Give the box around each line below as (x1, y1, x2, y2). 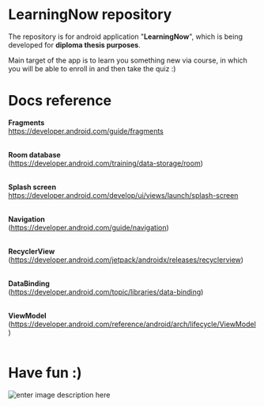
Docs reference (8, 92, 112, 110)
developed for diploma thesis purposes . (8, 40, 141, 49)
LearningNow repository (8, 6, 172, 24)
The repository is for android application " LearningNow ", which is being (8, 32, 243, 41)
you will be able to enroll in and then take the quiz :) (8, 63, 176, 73)
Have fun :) (8, 364, 82, 382)
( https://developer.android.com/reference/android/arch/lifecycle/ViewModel (8, 319, 257, 329)
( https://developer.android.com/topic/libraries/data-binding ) (8, 287, 204, 296)
